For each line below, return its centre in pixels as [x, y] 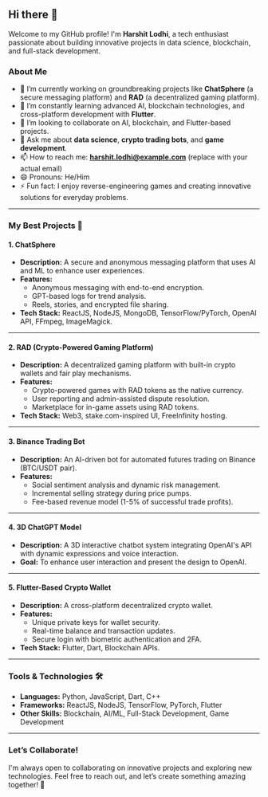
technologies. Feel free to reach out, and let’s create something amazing [127, 776]
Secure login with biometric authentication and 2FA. [116, 639]
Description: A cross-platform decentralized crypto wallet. [116, 606]
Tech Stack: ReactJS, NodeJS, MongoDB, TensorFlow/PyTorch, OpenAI [138, 313]
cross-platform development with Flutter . [88, 114]
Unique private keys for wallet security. [96, 622]
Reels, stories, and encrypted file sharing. [100, 304]
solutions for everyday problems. [74, 198]
